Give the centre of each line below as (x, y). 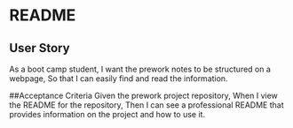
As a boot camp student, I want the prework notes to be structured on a (140, 69)
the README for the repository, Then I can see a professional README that (146, 105)
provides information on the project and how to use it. (107, 114)
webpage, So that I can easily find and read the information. (119, 79)
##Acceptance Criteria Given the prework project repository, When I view (143, 95)
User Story (40, 48)
